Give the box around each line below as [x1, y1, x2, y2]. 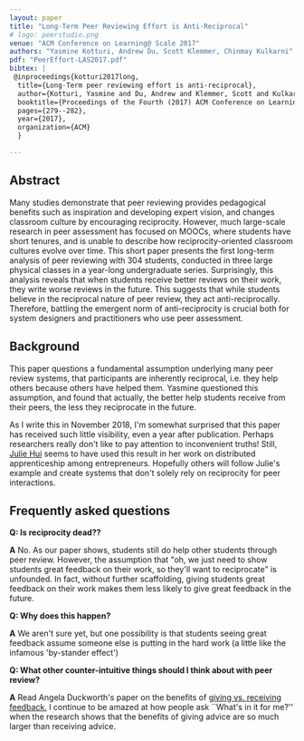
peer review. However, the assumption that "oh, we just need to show [9, 554, 268, 565]
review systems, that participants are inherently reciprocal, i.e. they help [9, 373, 279, 384]
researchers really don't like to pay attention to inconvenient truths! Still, [9, 438, 278, 449]
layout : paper [9, 13, 63, 23]
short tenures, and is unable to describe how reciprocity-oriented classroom [9, 235, 294, 246]
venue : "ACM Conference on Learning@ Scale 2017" [9, 38, 201, 48]
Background [9, 339, 80, 355]
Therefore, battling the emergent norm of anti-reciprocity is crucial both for [9, 303, 290, 314]
